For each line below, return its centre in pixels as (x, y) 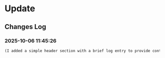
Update (20, 9)
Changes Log (25, 27)
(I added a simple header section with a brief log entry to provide (78, 51)
